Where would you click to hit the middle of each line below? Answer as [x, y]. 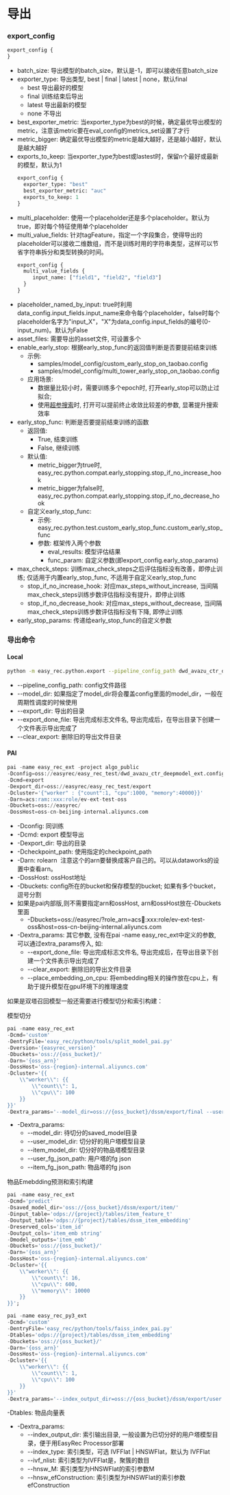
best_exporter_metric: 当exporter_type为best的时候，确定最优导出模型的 [119, 122]
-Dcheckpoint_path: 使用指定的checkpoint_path [84, 852]
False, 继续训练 [59, 448]
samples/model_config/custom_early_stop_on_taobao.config [123, 363]
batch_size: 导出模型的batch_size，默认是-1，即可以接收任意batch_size [117, 71]
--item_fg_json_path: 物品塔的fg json [79, 1167]
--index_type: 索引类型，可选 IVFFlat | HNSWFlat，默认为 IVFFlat [118, 1452]
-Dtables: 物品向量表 [36, 1413]
